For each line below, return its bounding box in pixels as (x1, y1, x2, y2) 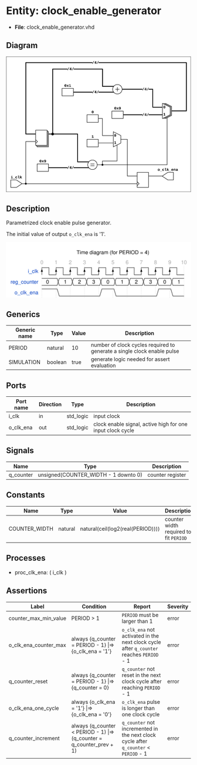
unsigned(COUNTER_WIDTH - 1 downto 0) (38, 471, 142, 478)
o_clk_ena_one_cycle (8, 705, 59, 712)
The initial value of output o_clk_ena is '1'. (6, 231, 106, 238)
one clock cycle (121, 711, 160, 718)
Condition (81, 603, 107, 610)
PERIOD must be (121, 612, 159, 619)
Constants (6, 490, 45, 500)
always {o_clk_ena (71, 699, 116, 706)
